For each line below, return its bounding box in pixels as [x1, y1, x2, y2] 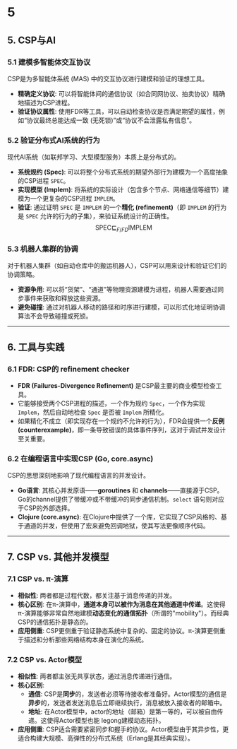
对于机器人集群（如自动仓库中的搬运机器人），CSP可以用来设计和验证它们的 [7, 261, 227, 270]
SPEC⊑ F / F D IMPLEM [95, 223, 153, 233]
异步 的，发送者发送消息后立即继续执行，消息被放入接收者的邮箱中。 [28, 699, 226, 707]
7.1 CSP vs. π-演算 [7, 574, 69, 584]
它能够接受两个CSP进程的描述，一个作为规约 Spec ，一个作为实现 [17, 399, 206, 407]
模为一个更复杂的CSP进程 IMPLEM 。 [17, 194, 119, 203]
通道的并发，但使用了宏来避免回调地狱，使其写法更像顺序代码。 [23, 521, 209, 530]
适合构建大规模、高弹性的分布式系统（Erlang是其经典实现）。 [17, 734, 194, 743]
